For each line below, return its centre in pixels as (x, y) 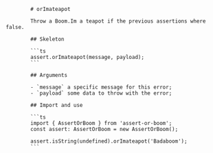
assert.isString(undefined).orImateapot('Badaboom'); (109, 141)
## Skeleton (48, 39)
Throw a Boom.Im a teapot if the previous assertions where (118, 21)
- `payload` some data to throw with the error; (101, 93)
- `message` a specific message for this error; (101, 87)
